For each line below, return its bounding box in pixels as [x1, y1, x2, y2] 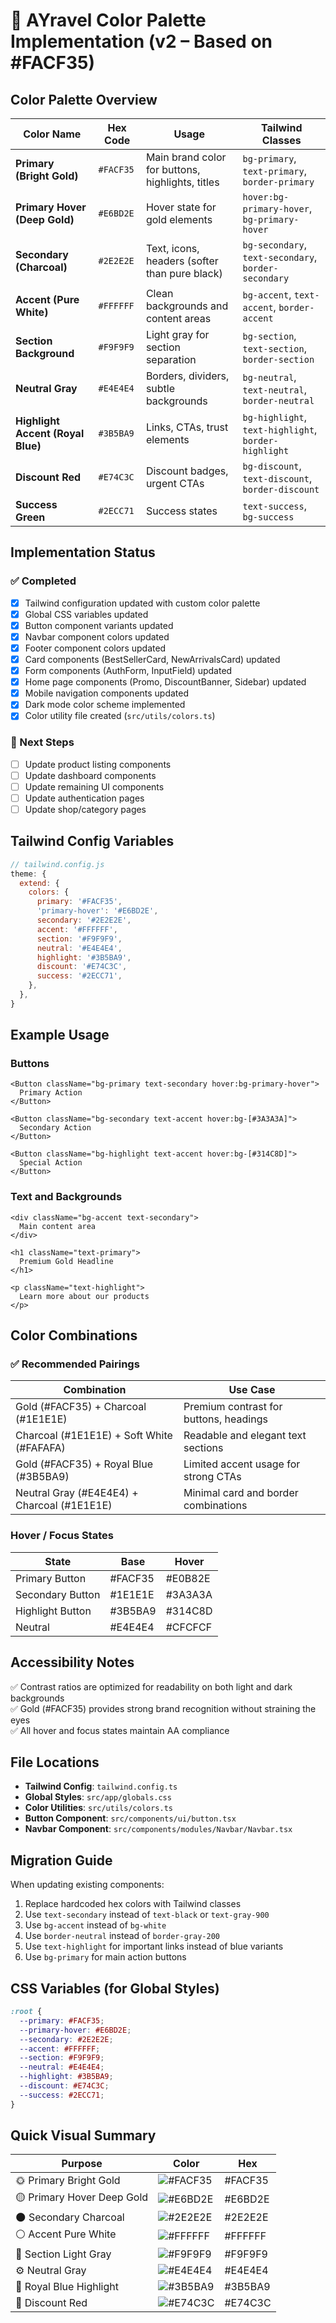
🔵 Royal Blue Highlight [15, 2280, 119, 2294]
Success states [145, 504, 218, 518]
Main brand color [145, 150, 227, 164]
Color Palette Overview [10, 91, 158, 108]
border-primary [242, 177, 315, 188]
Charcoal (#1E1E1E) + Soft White [15, 1429, 173, 1443]
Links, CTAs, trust [145, 420, 229, 434]
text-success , [242, 499, 307, 513]
